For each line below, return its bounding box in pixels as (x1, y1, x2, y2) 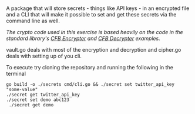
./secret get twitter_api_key (6, 92, 80, 98)
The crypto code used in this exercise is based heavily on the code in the (6, 29, 183, 36)
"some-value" (6, 87, 38, 93)
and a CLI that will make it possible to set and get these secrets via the (6, 11, 177, 18)
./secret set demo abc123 (6, 97, 69, 103)
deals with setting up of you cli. (6, 52, 82, 60)
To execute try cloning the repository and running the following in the (6, 64, 173, 71)
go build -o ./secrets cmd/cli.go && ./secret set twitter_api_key (6, 82, 175, 88)
